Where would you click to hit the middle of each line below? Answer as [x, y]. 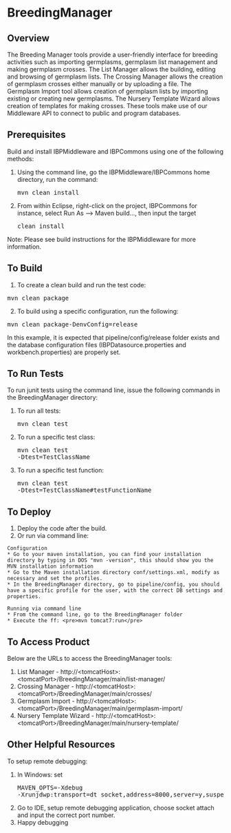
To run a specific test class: [56, 437]
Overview [29, 38]
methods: [21, 158]
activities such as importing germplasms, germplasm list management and [112, 62]
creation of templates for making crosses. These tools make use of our [107, 106]
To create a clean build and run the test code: [81, 285]
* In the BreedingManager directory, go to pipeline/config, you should [113, 585]
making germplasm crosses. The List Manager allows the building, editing [111, 69]
